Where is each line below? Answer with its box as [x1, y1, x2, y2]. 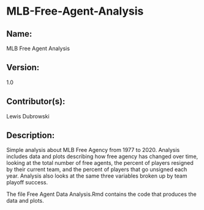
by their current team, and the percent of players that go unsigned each [6, 166, 187, 173]
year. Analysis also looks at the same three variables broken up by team [6, 172, 187, 179]
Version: [6, 62, 40, 73]
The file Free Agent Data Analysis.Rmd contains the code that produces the [6, 190, 197, 198]
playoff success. [6, 179, 48, 186]
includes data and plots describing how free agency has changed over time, [6, 153, 198, 160]
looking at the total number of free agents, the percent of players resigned [6, 159, 194, 167]
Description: [6, 130, 55, 141]
